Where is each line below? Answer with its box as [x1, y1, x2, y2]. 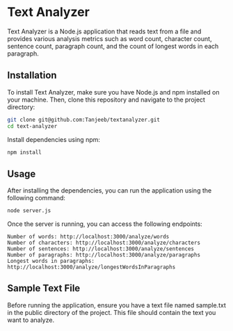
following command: [7, 194, 66, 202]
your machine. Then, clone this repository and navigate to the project [7, 95, 205, 104]
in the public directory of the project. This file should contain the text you [7, 308, 216, 316]
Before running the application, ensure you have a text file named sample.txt [7, 300, 226, 309]
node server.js [7, 207, 51, 214]
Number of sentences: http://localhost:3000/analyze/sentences [7, 245, 195, 252]
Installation [7, 70, 57, 81]
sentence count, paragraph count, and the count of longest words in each [7, 42, 219, 50]
